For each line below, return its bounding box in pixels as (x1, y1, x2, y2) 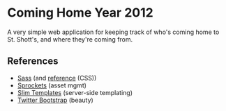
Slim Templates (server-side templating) (17, 88, 133, 96)
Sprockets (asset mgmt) (17, 81, 87, 89)
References (7, 55, 59, 67)
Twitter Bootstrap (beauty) (17, 96, 94, 104)
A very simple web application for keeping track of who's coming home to (7, 28, 220, 36)
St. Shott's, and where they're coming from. (7, 35, 133, 43)
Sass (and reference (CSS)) (17, 74, 97, 82)
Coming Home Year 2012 (7, 5, 153, 21)
